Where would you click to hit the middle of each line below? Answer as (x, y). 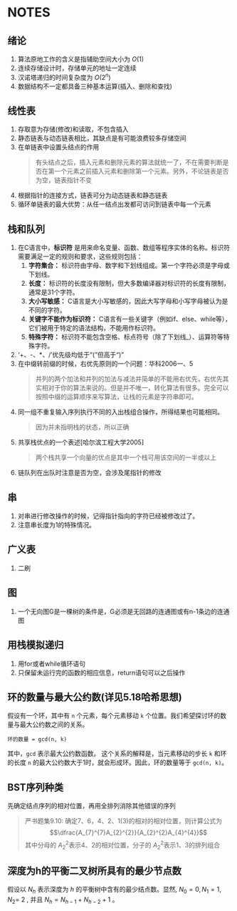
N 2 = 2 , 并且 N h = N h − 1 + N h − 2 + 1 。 (63, 901)
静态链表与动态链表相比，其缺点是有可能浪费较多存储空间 (102, 138)
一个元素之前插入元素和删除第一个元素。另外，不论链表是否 (142, 171)
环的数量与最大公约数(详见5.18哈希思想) (95, 697)
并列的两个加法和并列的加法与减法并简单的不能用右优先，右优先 (129, 379)
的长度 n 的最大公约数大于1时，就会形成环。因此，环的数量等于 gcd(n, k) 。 (118, 762)
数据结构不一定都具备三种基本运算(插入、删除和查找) (95, 86)
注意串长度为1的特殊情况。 (57, 525)
